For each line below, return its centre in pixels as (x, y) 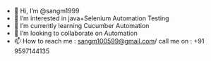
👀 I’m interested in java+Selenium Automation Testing (91, 18)
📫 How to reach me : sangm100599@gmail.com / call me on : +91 (109, 41)
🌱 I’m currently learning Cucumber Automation (82, 26)
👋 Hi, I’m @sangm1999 (47, 11)
